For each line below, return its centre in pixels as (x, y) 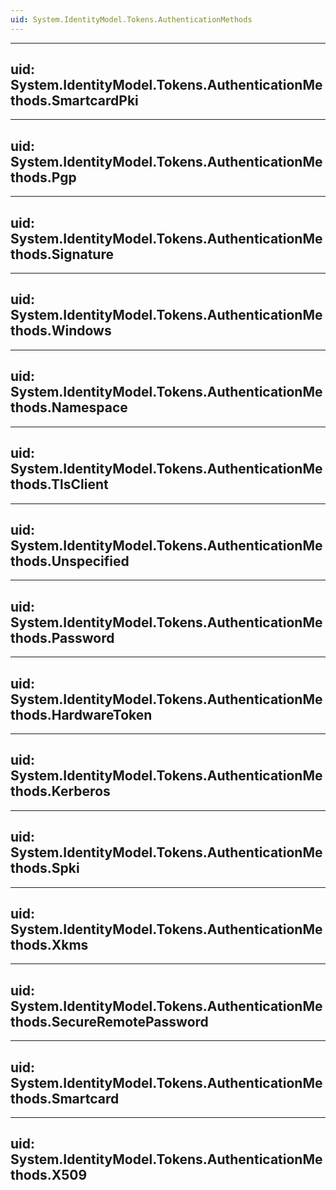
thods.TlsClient (59, 484)
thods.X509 (49, 1175)
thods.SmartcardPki (74, 101)
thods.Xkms (49, 944)
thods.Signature (62, 254)
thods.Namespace (69, 407)
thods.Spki (45, 868)
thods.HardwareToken (81, 714)
